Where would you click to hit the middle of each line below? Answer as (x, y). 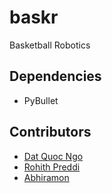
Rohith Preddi (52, 167)
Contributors (50, 132)
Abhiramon (46, 177)
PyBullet (41, 100)
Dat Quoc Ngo (53, 156)
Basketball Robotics (50, 45)
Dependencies (55, 76)
